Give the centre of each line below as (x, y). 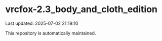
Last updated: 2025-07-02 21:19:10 (42, 23)
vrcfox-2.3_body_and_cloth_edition (82, 9)
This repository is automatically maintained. (51, 33)
